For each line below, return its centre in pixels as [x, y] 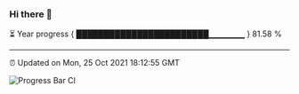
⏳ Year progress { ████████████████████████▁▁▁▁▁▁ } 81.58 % [145, 34]
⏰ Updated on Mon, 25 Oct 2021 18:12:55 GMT [95, 63]
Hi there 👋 [31, 14]
